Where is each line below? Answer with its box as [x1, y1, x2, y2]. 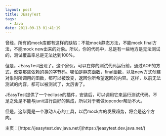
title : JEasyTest [5, 12, 41, 17]
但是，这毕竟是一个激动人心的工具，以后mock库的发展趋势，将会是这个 [5, 108, 151, 114]
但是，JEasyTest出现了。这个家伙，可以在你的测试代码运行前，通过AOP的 [5, 63, 156, 69]
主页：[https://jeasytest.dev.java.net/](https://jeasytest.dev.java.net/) [5, 125, 146, 131]
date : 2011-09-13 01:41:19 [5, 26, 61, 31]
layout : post [5, 7, 32, 12]
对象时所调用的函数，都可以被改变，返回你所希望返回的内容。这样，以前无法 [5, 75, 161, 81]
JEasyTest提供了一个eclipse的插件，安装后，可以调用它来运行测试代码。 [5, 92, 153, 98]
